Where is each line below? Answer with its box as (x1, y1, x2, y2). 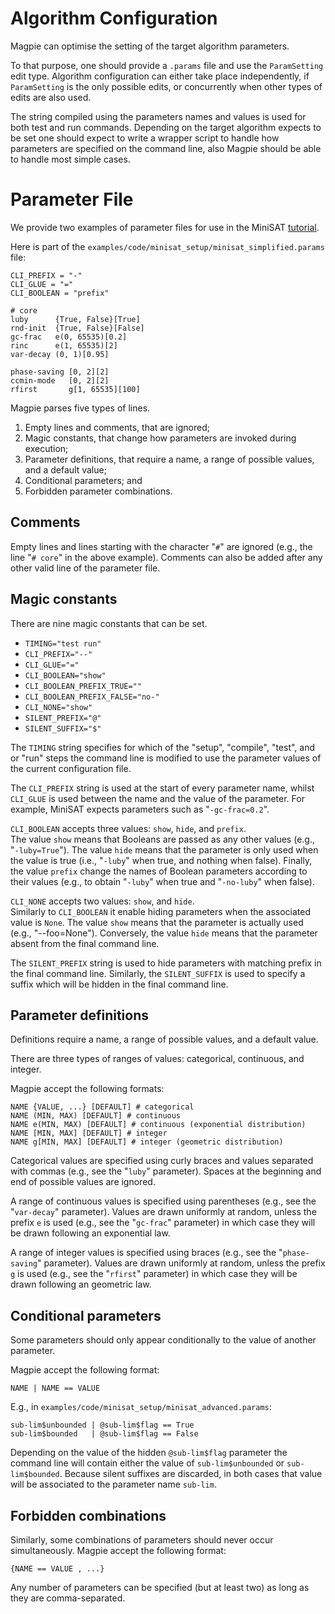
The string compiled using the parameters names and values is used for (10, 110, 307, 122)
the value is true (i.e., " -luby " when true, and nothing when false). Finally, (10, 854, 313, 866)
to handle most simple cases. (10, 153, 131, 165)
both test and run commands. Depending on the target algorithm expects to (10, 121, 322, 133)
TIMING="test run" (24, 638, 102, 649)
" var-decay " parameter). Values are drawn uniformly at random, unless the (10, 1206, 317, 1218)
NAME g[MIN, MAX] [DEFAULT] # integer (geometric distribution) (10, 1137, 284, 1147)
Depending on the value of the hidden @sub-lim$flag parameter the (10, 1447, 288, 1459)
